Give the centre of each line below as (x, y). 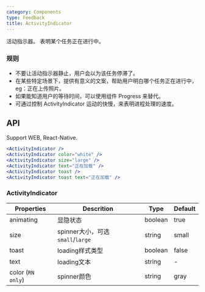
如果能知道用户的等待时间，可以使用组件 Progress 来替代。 (89, 96)
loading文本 (74, 262)
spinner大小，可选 (83, 232)
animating (23, 220)
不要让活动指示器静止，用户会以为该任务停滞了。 (77, 73)
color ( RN (22, 272)
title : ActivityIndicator (39, 23)
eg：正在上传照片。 (40, 88)
